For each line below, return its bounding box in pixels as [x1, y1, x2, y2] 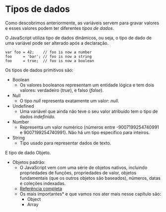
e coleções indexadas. [19, 180, 66, 186]
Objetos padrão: [12, 159, 46, 165]
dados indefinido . [19, 113, 55, 120]
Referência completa [19, 185, 62, 192]
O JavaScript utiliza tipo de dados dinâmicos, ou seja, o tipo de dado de [5, 35, 152, 41]
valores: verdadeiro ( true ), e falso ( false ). [19, 87, 104, 93]
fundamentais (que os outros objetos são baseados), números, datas [19, 175, 161, 181]
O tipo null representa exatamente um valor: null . [19, 98, 119, 104]
